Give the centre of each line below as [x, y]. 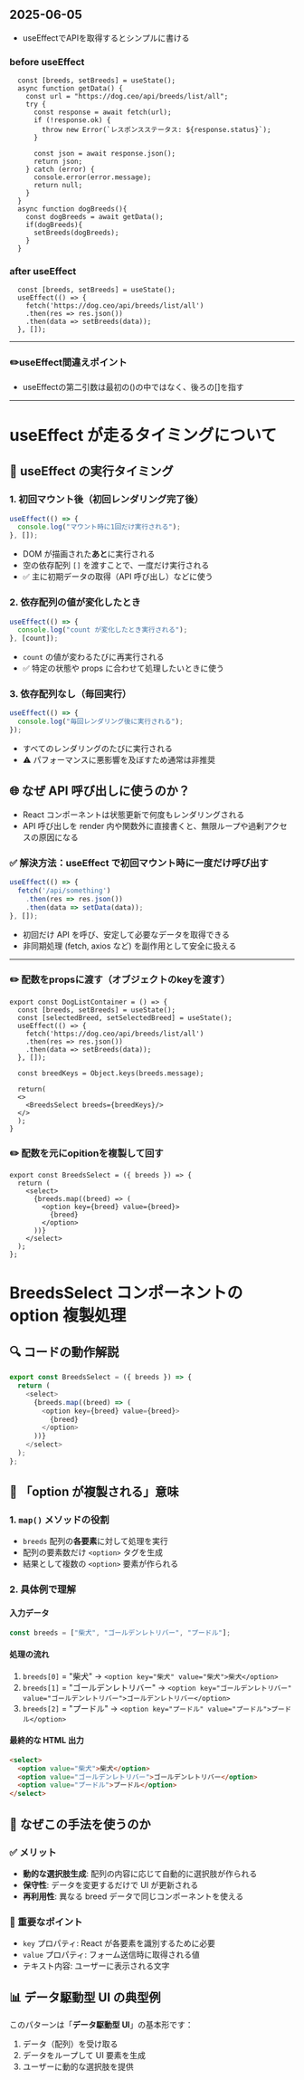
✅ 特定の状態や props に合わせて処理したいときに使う [123, 668]
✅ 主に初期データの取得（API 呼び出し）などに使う [118, 577]
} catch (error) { [60, 170]
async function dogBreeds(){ [72, 209]
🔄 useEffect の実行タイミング [91, 471]
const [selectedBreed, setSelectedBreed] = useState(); [125, 1017]
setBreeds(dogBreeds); [76, 233]
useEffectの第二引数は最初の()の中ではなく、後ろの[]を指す [133, 386]
